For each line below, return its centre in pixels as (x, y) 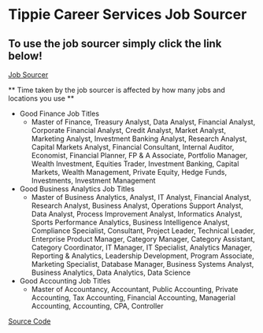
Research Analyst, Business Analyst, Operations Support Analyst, (137, 205)
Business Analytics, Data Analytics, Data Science (111, 272)
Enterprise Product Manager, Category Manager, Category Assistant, (143, 239)
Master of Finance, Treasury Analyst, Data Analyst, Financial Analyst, (143, 122)
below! (25, 55)
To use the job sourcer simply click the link (115, 44)
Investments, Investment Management (93, 180)
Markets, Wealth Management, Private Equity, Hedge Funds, (129, 172)
